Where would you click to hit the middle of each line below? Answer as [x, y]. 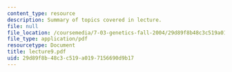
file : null [23, 26]
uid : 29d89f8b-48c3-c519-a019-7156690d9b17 [71, 58]
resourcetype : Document [41, 45]
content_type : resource [41, 13]
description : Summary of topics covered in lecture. [85, 20]
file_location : [29, 33]
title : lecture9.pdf [37, 52]
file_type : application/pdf [48, 39]
